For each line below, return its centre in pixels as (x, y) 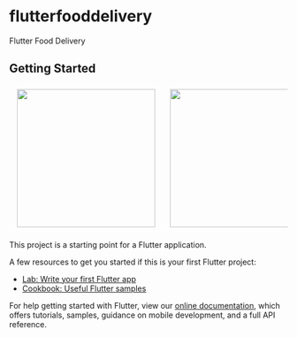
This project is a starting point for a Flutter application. (108, 244)
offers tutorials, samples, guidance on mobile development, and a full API (142, 315)
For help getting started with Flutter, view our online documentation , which (145, 305)
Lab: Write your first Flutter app (79, 279)
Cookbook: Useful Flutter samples (84, 288)
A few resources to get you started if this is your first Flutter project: (133, 262)
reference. (28, 324)
